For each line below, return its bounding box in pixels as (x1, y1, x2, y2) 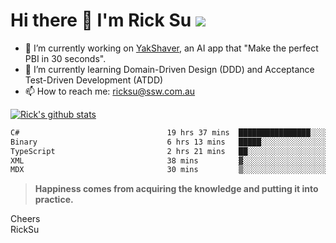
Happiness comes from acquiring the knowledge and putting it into (34, 183, 319, 195)
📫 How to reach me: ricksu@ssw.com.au (24, 85, 196, 97)
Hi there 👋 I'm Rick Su (10, 9, 192, 32)
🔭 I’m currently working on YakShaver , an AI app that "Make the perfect (24, 42, 319, 54)
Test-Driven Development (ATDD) (24, 74, 164, 86)
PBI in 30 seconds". (24, 52, 107, 64)
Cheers (10, 213, 41, 225)
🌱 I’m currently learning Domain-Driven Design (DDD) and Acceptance (24, 63, 315, 75)
